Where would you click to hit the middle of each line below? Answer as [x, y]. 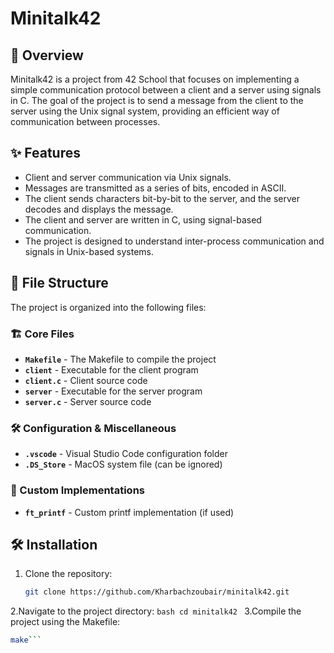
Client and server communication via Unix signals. [128, 177]
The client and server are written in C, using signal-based [143, 219]
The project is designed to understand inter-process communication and [174, 241]
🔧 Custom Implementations [77, 490]
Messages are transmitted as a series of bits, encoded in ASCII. [155, 188]
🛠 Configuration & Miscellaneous [93, 428]
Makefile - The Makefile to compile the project [120, 359]
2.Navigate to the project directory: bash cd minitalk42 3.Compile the [156, 611]
